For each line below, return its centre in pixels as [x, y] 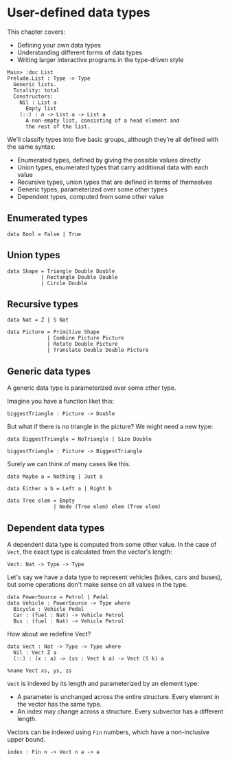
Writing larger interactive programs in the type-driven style [100, 59]
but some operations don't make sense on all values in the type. [97, 584]
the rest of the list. [58, 126]
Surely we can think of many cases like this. [69, 464]
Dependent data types [56, 528]
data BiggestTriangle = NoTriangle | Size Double [80, 439]
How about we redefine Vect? [49, 634]
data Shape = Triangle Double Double [61, 271]
